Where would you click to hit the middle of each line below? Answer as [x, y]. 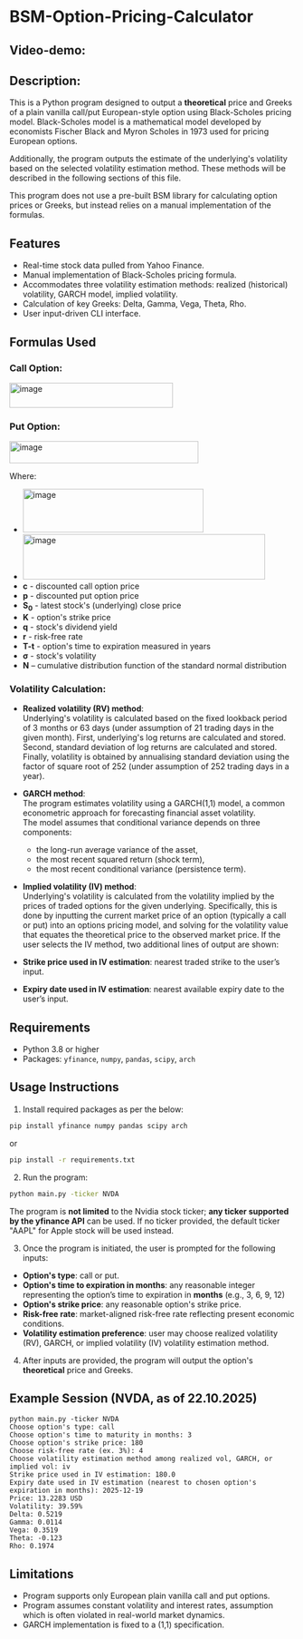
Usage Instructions [64, 1087]
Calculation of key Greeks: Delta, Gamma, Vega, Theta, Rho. [134, 304]
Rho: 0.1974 [32, 1546]
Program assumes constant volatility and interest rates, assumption [148, 1605]
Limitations [42, 1574]
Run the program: [55, 1177]
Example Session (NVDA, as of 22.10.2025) [133, 1398]
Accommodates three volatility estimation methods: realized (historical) [155, 285]
